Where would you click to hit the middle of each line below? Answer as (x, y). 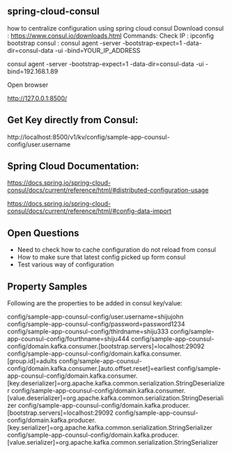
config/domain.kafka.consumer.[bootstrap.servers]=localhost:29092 (106, 347)
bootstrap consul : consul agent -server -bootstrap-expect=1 (95, 43)
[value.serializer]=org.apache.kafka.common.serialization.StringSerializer (113, 443)
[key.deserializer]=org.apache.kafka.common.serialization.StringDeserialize (116, 383)
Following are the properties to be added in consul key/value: (95, 303)
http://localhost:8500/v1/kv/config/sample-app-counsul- (88, 137)
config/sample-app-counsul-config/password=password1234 (96, 324)
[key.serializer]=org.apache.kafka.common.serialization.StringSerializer (110, 428)
